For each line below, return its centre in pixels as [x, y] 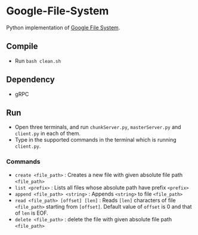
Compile [22, 46]
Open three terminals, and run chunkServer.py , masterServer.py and [98, 127]
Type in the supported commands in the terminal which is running [95, 140]
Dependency [30, 80]
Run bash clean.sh [38, 60]
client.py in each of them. [47, 133]
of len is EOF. [32, 213]
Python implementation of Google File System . [63, 28]
